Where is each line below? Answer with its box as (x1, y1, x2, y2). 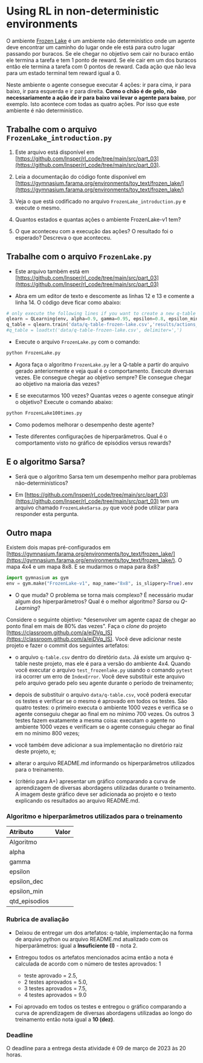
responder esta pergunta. (14, 510, 79, 517)
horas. (6, 1051, 22, 1058)
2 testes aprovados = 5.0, (24, 978, 88, 985)
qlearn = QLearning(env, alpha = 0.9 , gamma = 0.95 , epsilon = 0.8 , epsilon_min (6, 316, 199, 322)
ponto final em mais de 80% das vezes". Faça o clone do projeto (6, 623, 167, 630)
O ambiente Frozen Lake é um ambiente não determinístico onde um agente (6, 37, 195, 44)
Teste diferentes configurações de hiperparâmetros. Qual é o (14, 432, 167, 440)
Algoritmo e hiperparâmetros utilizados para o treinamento (6, 812, 183, 821)
